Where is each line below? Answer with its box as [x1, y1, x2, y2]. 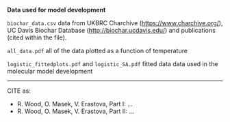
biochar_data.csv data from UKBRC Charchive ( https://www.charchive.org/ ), [7, 19, 223, 27]
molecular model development [7, 67, 93, 75]
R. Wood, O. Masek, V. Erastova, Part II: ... [16, 107, 135, 115]
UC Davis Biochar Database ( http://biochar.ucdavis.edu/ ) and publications [7, 27, 216, 34]
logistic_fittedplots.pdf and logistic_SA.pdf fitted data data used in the [7, 60, 218, 67]
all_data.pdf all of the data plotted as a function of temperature [7, 47, 188, 55]
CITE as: [7, 87, 31, 95]
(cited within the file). [7, 33, 67, 42]
